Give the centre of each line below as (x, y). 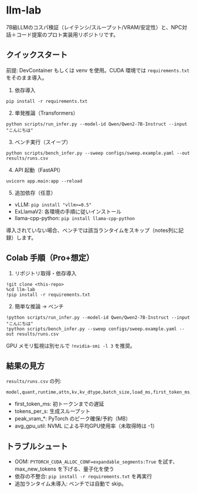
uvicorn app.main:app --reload (44, 181)
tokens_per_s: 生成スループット (52, 411)
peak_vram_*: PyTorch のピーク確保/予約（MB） (72, 419)
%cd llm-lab (21, 289)
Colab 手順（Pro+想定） (50, 258)
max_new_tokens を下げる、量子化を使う (64, 469)
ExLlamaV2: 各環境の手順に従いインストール (68, 211)
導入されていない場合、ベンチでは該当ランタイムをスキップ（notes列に (92, 230)
